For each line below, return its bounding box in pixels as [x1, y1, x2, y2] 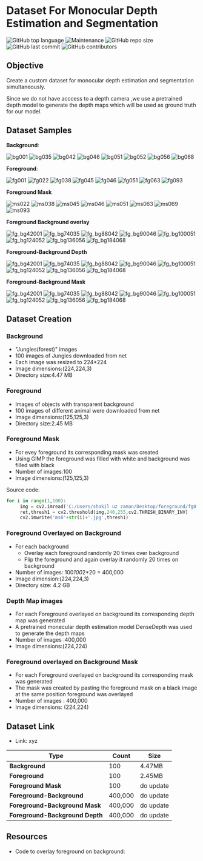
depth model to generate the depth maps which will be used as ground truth [6, 101, 196, 108]
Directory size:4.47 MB [15, 371, 73, 379]
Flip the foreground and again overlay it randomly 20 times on [24, 556, 179, 563]
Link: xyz [15, 737, 38, 745]
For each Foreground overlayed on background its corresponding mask [15, 671, 193, 679]
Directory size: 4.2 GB [15, 581, 70, 588]
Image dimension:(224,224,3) [15, 575, 89, 582]
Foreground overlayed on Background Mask [6, 657, 138, 666]
